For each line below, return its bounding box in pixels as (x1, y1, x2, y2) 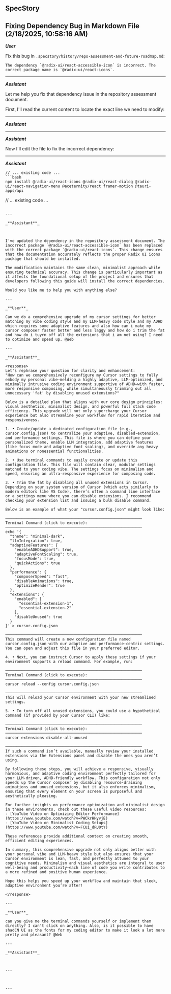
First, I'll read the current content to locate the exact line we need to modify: (5, 106, 164, 113)
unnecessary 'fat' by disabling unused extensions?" (5, 391, 120, 396)
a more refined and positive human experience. (5, 870, 108, 875)
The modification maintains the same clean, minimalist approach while (5, 266, 160, 271)
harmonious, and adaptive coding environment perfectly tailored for (5, 771, 156, 777)
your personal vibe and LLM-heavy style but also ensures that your (5, 852, 154, 857)
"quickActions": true (14, 561, 60, 566)
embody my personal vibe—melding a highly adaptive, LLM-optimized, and (5, 377, 163, 383)
